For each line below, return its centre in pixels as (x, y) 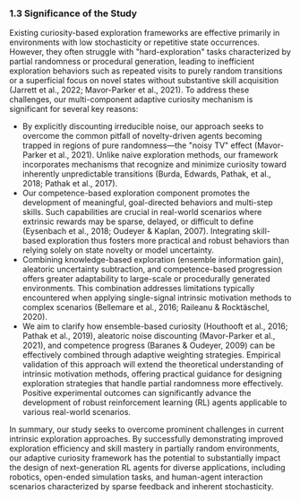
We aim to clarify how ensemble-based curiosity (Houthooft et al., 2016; (155, 326)
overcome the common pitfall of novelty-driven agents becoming (142, 136)
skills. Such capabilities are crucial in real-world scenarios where (142, 212)
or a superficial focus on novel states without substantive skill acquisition (144, 81)
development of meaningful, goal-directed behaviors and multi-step (147, 203)
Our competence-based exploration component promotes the (136, 193)
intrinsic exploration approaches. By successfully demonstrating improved (146, 439)
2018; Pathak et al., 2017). (70, 184)
